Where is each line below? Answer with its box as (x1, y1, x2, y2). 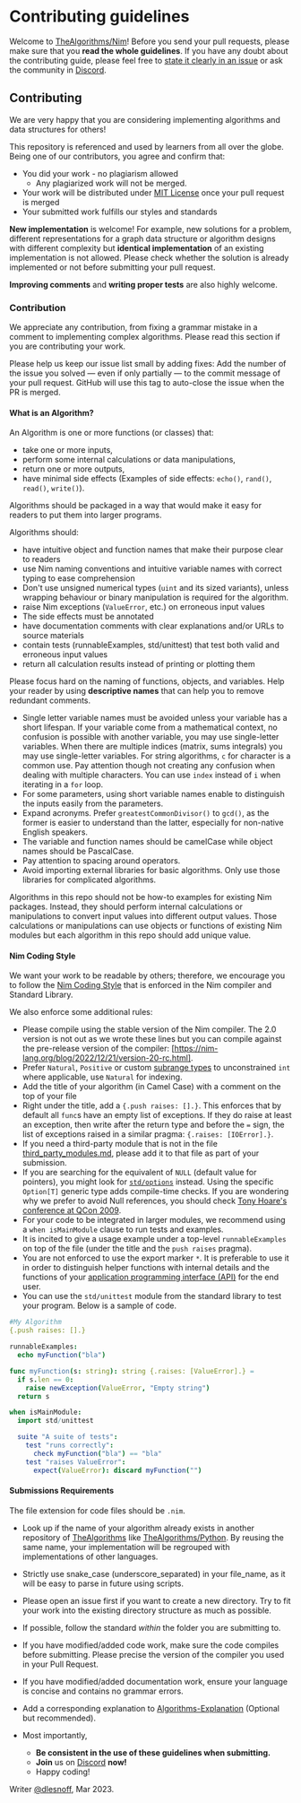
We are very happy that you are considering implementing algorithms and (9, 114, 280, 125)
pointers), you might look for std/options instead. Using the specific (21, 1176, 275, 1187)
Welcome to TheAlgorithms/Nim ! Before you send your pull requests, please (9, 36, 290, 47)
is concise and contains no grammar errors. (21, 1686, 184, 1696)
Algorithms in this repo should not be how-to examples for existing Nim (9, 892, 272, 903)
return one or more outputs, (21, 464, 125, 474)
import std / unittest (17, 1417, 94, 1426)
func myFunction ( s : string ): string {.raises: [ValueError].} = (9, 1366, 254, 1375)
